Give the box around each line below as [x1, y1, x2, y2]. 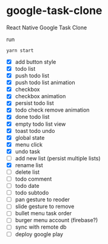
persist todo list [15, 99, 54, 107]
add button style [15, 58, 56, 65]
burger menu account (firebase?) [15, 217, 98, 224]
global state [15, 134, 45, 141]
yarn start [6, 47, 34, 54]
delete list [15, 168, 40, 176]
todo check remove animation [15, 106, 90, 113]
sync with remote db [15, 223, 67, 231]
